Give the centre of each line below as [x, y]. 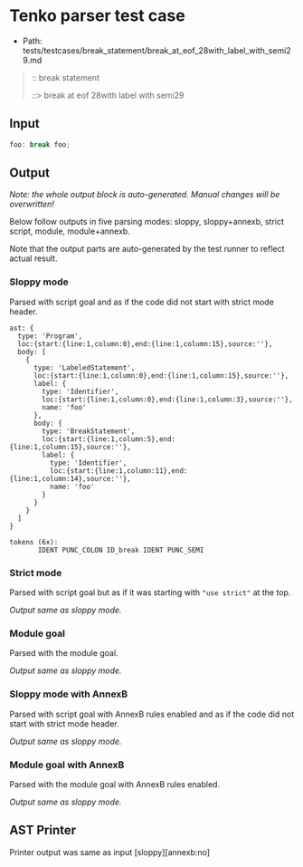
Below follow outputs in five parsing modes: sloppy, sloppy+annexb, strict [147, 222]
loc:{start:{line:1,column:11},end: [118, 471]
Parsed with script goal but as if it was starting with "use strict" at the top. [150, 592]
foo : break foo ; [40, 144]
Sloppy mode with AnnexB [69, 694]
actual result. [33, 258]
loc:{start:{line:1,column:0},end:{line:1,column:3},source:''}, [168, 400]
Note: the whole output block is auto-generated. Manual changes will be [145, 195]
